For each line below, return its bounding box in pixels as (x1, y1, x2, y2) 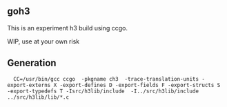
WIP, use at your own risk (7, 37, 80, 46)
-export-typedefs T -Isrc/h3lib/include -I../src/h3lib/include (7, 88, 199, 95)
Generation (7, 57, 57, 69)
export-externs (7, 81, 51, 88)
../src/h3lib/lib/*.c (7, 93, 70, 101)
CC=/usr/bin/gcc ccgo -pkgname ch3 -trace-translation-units (13, 75, 199, 82)
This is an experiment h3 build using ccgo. (7, 23, 128, 32)
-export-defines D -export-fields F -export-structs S (59, 81, 221, 88)
